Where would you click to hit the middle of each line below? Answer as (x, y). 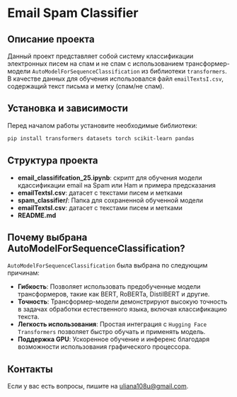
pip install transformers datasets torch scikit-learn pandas (101, 138)
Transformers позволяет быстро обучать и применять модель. (111, 332)
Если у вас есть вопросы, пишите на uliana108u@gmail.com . (98, 386)
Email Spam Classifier (73, 13)
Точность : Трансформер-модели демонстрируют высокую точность (122, 301)
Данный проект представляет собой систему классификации (100, 56)
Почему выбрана (47, 237)
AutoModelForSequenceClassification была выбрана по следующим (108, 265)
